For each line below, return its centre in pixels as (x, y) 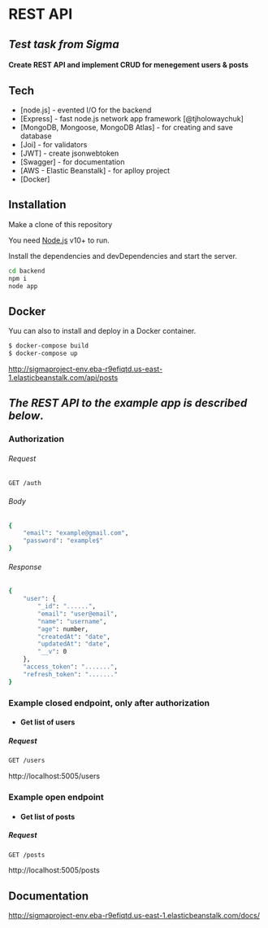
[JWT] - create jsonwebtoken (69, 153)
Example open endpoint (56, 797)
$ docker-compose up (43, 354)
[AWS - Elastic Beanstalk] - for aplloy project (95, 170)
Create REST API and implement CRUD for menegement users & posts (129, 65)
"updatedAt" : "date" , (74, 644)
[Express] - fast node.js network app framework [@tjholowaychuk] (132, 118)
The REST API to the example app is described (128, 403)
